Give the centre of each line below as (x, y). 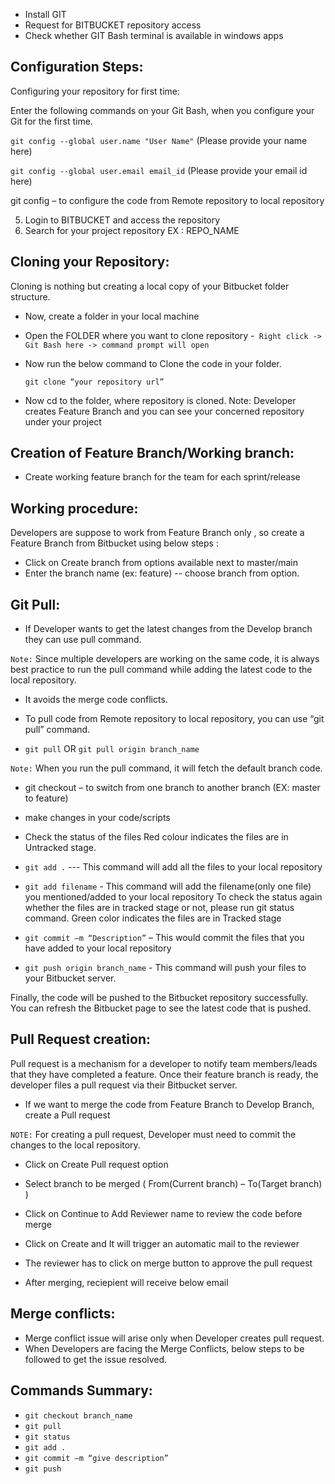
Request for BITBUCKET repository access (113, 25)
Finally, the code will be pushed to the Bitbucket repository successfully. (159, 998)
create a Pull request (67, 1115)
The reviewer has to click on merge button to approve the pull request (168, 1263)
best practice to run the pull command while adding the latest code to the (161, 670)
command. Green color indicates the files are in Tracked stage (153, 918)
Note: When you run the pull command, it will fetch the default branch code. (166, 768)
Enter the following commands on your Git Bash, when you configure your (162, 110)
